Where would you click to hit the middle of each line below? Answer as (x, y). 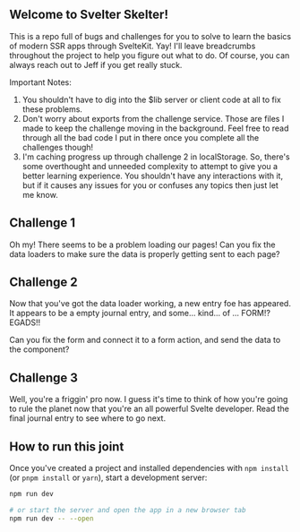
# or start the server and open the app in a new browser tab (128, 510)
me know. (40, 194)
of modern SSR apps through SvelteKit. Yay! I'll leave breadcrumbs (133, 46)
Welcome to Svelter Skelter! (89, 15)
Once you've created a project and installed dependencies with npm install (149, 468)
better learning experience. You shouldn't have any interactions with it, (153, 176)
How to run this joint (67, 446)
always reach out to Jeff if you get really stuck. (96, 64)
